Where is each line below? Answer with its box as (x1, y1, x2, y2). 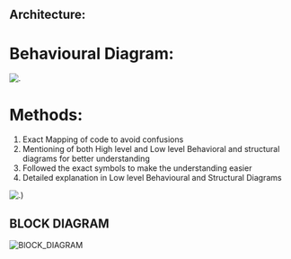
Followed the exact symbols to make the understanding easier (22, 163, 252, 174)
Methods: (9, 104, 84, 125)
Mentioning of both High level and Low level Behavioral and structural (22, 144, 280, 155)
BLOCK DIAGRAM (9, 216, 110, 231)
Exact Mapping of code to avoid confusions (22, 134, 184, 145)
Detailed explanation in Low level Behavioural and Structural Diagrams (22, 173, 282, 183)
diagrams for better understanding (22, 153, 150, 165)
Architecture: (9, 7, 86, 22)
